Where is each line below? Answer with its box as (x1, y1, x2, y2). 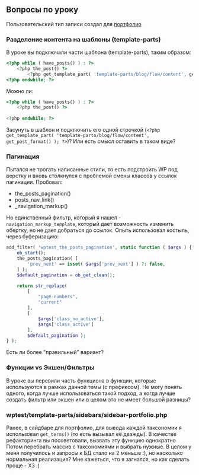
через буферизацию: (6, 233, 59, 240)
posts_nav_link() (14, 196, 54, 203)
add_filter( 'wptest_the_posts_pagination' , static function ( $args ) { (6, 244, 192, 251)
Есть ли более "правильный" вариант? (6, 349, 104, 356)
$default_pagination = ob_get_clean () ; (17, 272, 115, 278)
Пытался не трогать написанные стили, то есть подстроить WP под (6, 166, 178, 173)
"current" (37, 299, 62, 305)
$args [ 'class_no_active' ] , (37, 315, 105, 322)
